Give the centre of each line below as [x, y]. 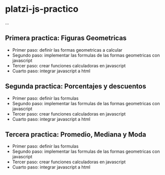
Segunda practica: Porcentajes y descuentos [76, 86]
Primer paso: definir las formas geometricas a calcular [67, 50]
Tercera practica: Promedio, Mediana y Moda [76, 134]
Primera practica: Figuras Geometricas [66, 38]
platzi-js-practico [42, 9]
